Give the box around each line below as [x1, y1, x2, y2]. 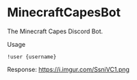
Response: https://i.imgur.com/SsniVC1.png [7, 65, 130, 73]
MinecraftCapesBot [7, 5, 121, 20]
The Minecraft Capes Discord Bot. [7, 27, 103, 35]
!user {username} [7, 53, 57, 60]
